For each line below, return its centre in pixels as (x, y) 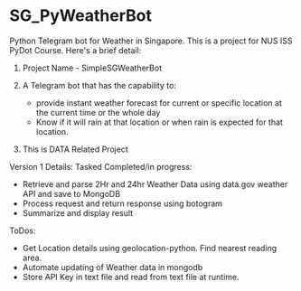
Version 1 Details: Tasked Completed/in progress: (101, 166)
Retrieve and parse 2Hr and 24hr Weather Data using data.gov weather (155, 184)
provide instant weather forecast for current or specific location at (159, 103)
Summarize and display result (78, 212)
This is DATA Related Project (75, 149)
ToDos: (23, 230)
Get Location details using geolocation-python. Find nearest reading (150, 248)
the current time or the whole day (98, 112)
